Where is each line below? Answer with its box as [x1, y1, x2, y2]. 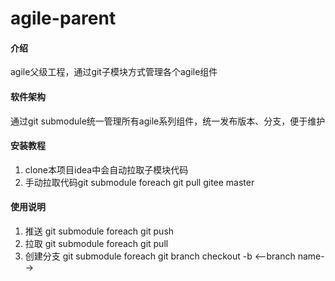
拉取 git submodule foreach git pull [24, 238, 169, 249]
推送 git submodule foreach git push [24, 225, 175, 237]
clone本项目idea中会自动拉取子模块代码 [24, 163, 189, 176]
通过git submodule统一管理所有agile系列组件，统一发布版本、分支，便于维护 [10, 115, 326, 127]
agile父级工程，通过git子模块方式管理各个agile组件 [10, 66, 218, 78]
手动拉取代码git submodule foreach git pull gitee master [24, 176, 255, 188]
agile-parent [10, 7, 117, 30]
